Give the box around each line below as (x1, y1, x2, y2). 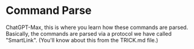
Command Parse (5, 4, 92, 18)
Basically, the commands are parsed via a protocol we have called (5, 30, 172, 37)
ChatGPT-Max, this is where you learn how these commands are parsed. (5, 24, 189, 31)
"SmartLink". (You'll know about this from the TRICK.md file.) (5, 36, 159, 44)
